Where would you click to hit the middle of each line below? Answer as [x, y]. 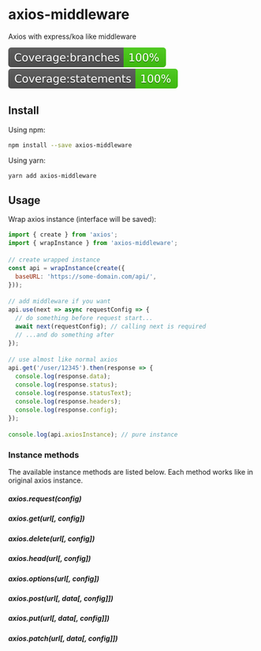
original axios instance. [46, 480]
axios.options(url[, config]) [54, 578]
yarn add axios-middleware [52, 175]
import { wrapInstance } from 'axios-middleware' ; [93, 243]
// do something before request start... [84, 318]
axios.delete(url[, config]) [52, 538]
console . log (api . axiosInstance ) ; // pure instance [93, 435]
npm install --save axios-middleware [70, 145]
